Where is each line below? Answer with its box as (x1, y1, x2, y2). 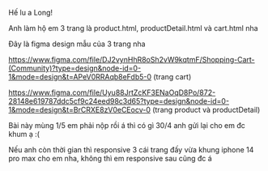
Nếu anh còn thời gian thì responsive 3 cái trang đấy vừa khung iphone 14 (8, 145, 254, 154)
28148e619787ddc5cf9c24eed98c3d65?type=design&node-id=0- (8, 96, 229, 105)
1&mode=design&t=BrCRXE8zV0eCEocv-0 (8, 105, 151, 114)
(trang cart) (153, 72, 192, 81)
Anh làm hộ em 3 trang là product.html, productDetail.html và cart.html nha (8, 24, 258, 32)
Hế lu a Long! (8, 8, 53, 17)
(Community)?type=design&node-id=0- (8, 63, 142, 73)
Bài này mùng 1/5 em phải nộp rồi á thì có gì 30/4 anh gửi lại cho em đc (8, 121, 245, 130)
